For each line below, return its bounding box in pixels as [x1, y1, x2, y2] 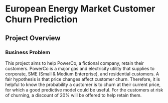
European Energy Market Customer [5, 3, 155, 15]
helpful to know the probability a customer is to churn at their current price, [5, 81, 161, 87]
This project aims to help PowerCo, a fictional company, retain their [5, 60, 144, 66]
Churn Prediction [5, 14, 78, 25]
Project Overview [5, 34, 61, 42]
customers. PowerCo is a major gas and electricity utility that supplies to [5, 65, 154, 71]
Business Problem [5, 49, 51, 56]
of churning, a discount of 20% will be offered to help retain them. [5, 92, 142, 98]
